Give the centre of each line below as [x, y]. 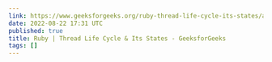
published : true [36, 31]
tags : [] [23, 46]
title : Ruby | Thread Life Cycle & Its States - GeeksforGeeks [117, 38]
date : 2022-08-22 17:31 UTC [56, 23]
